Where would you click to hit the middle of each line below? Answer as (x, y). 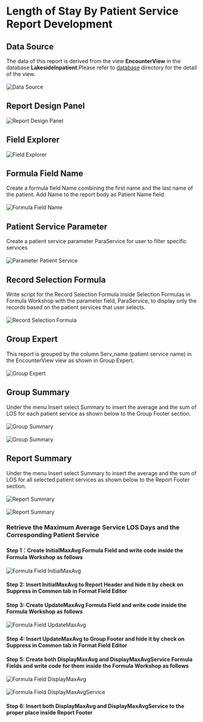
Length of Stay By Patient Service (92, 11)
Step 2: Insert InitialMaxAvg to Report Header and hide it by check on (95, 585)
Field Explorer (33, 140)
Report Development (60, 24)
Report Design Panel (46, 106)
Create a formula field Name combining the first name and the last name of (100, 188)
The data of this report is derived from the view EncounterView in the (93, 61)
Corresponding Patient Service (53, 535)
